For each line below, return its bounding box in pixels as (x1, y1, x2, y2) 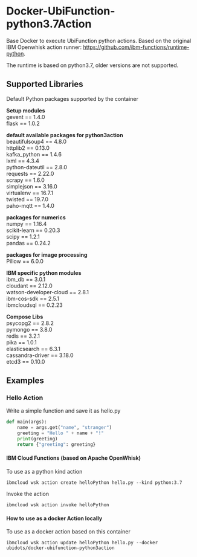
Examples (6, 376, 44, 386)
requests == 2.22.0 (6, 170, 54, 177)
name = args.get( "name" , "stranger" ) (17, 425, 112, 431)
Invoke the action (6, 491, 50, 498)
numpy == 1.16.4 (6, 220, 47, 227)
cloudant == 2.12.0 (6, 282, 53, 289)
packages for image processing (6, 251, 88, 258)
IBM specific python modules (6, 269, 82, 276)
